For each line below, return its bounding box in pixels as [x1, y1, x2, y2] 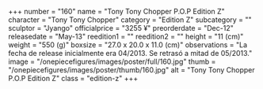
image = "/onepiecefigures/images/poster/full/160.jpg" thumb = [8, 57, 216, 66]
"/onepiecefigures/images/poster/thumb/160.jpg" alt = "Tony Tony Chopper [8, 65, 255, 74]
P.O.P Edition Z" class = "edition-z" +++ [8, 74, 139, 83]
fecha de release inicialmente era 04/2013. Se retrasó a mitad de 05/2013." [8, 49, 253, 57]
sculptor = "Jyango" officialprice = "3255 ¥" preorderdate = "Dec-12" [8, 24, 234, 32]
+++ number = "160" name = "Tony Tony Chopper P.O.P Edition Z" [8, 7, 226, 16]
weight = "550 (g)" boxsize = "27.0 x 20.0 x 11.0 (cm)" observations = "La [8, 40, 248, 50]
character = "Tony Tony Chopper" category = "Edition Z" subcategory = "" [8, 15, 252, 24]
